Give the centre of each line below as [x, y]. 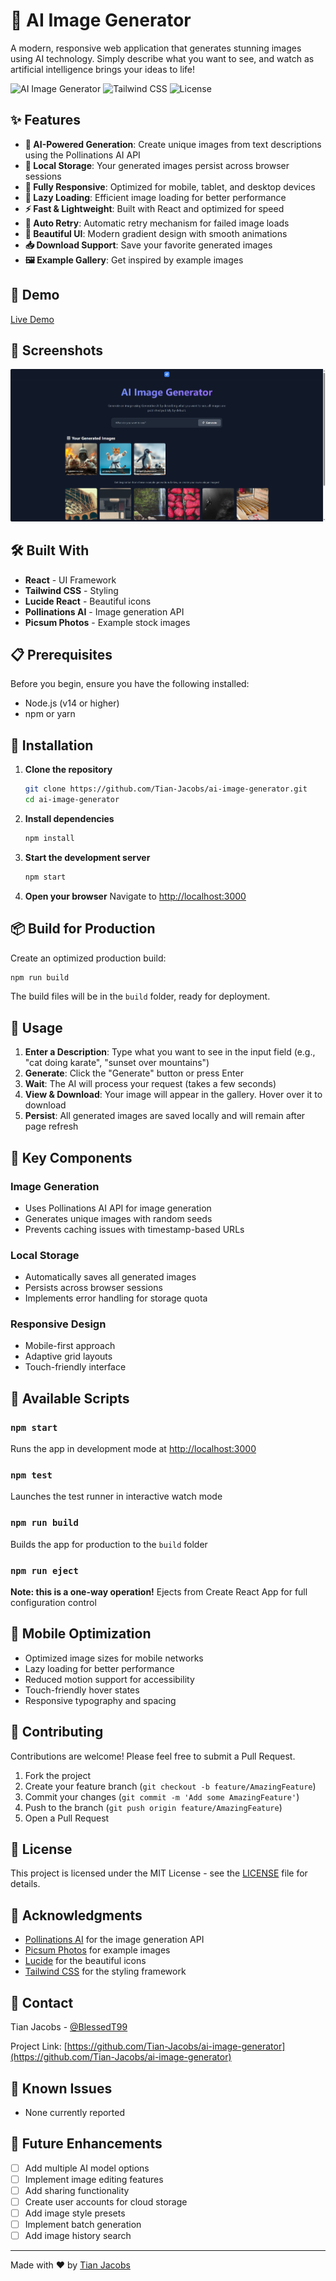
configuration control [53, 1603]
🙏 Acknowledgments [76, 1915]
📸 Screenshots [57, 350]
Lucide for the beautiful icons [85, 1961]
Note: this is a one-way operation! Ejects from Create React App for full [159, 1592]
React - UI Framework [70, 580]
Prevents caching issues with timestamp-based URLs [134, 1229]
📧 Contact [42, 2002]
